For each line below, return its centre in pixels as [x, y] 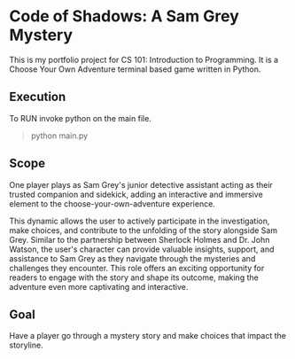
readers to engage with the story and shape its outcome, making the [134, 277]
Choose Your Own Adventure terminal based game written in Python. [135, 69]
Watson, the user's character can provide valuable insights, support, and [142, 249]
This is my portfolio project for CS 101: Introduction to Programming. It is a [144, 59]
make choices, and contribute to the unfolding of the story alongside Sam [143, 230]
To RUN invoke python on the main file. [81, 118]
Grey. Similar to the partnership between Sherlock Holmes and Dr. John [140, 239]
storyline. [26, 345]
